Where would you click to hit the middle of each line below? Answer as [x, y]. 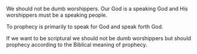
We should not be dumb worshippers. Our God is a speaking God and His [97, 9]
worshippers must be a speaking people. [57, 15]
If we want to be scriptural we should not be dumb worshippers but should [99, 38]
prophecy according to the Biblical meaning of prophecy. [77, 45]
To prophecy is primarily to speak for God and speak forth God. [85, 27]
